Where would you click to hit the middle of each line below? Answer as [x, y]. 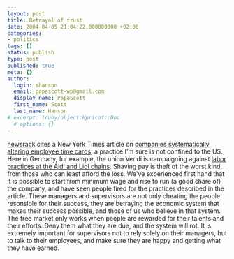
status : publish [31, 53]
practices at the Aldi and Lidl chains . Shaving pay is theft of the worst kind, [115, 166]
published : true [31, 66]
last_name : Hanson [41, 111]
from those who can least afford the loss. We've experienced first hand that [116, 173]
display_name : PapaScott [50, 98]
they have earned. [33, 248]
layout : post [26, 14]
